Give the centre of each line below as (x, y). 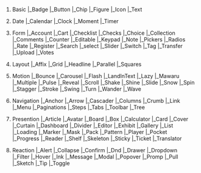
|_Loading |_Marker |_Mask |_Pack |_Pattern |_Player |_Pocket (90, 132)
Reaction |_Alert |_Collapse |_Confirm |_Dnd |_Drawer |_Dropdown (95, 150)
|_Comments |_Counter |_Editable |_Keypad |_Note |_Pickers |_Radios (99, 39)
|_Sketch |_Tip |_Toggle (41, 163)
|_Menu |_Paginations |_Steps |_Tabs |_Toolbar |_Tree (78, 107)
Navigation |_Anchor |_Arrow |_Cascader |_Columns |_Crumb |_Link (96, 101)
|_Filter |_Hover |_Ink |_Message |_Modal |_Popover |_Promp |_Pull (95, 157)
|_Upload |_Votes (33, 52)
